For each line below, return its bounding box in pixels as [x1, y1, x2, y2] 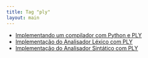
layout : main [6, 15, 40, 21]
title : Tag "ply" [6, 9, 51, 15]
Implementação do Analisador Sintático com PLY [15, 44, 139, 52]
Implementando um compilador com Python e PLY [15, 31, 142, 38]
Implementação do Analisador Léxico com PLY [15, 38, 133, 45]
